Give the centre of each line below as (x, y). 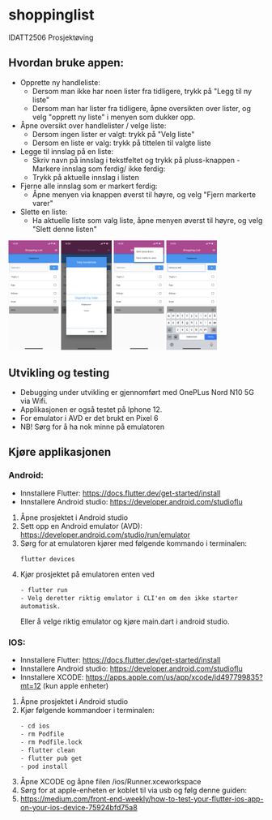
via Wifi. (34, 401)
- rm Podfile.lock (51, 743)
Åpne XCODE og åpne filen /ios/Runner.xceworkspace (110, 782)
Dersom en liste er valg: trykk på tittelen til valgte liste (122, 143)
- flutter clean (47, 751)
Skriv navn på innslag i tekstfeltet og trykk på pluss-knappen (133, 160)
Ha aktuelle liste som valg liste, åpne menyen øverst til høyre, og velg (147, 220)
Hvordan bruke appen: (66, 63)
